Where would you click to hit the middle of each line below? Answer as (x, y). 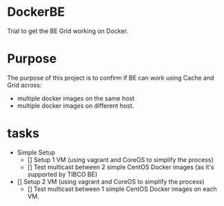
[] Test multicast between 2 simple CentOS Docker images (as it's (121, 167)
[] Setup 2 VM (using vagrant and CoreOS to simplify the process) (111, 181)
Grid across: (24, 85)
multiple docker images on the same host (76, 98)
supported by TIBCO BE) (62, 174)
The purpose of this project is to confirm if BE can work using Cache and (111, 78)
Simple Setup (36, 152)
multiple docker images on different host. (75, 105)
